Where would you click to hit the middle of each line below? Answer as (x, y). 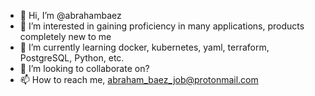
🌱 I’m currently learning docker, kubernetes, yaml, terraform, (144, 47)
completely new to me (65, 36)
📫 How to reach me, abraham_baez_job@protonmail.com (139, 79)
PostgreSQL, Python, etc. (72, 58)
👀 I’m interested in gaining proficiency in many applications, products (162, 26)
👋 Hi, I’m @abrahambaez (70, 15)
